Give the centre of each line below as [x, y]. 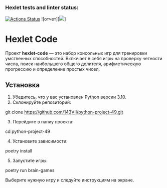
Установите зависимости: [40, 141]
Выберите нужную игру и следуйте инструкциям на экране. [70, 180]
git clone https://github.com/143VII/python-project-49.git [64, 112]
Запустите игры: [30, 161]
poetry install [19, 151]
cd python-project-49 [28, 131]
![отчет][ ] [54, 19]
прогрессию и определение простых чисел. [53, 69]
